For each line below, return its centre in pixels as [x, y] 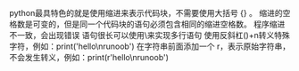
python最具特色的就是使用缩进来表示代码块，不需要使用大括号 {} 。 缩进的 [146, 13]
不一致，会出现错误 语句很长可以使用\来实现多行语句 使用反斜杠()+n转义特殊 [149, 35]
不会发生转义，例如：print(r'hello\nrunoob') [89, 57]
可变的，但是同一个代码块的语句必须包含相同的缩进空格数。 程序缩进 [159, 24]
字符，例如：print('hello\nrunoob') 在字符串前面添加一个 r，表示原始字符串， [150, 46]
